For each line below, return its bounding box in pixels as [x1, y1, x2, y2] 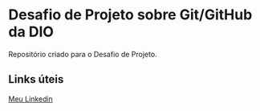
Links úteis [8, 72, 64, 86]
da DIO [8, 23, 55, 41]
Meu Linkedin [8, 94, 54, 104]
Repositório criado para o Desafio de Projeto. [8, 49, 158, 59]
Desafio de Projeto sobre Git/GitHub [8, 6, 253, 24]
